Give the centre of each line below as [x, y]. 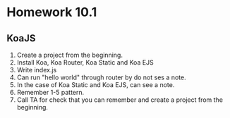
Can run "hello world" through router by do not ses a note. [101, 77]
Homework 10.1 [52, 12]
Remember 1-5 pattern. [50, 92]
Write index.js [37, 70]
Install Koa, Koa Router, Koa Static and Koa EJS [85, 63]
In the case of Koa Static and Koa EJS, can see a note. [96, 85]
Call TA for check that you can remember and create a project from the [120, 100]
